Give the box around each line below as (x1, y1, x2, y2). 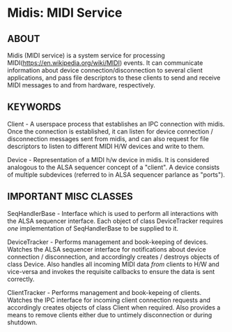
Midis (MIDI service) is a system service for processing (7, 51, 165, 59)
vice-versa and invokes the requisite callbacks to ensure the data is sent (7, 267, 215, 275)
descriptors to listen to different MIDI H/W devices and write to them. (7, 142, 206, 150)
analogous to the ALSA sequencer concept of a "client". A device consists (7, 163, 220, 171)
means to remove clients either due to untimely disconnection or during (7, 310, 212, 319)
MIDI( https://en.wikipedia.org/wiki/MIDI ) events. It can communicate (7, 59, 203, 67)
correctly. (7, 275, 35, 283)
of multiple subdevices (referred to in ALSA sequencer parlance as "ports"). (7, 170, 225, 179)
